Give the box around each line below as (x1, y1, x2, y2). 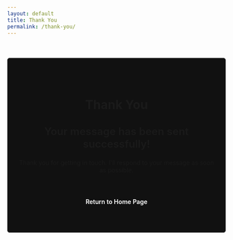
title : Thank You (7, 17, 58, 24)
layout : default (7, 10, 54, 17)
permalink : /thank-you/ (7, 23, 76, 30)
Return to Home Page (85, 197, 148, 205)
